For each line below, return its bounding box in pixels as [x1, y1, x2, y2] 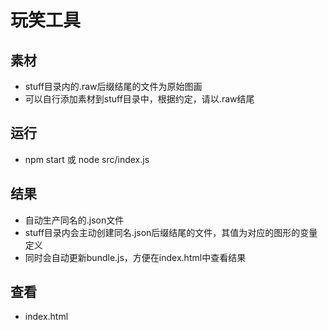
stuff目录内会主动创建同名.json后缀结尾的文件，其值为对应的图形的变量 [24, 226, 318, 238]
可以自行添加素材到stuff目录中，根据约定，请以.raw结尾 [24, 93, 255, 105]
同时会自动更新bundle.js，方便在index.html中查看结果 [24, 251, 247, 263]
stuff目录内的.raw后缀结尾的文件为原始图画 [24, 81, 203, 92]
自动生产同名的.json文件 [24, 214, 125, 226]
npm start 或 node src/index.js [24, 153, 150, 165]
